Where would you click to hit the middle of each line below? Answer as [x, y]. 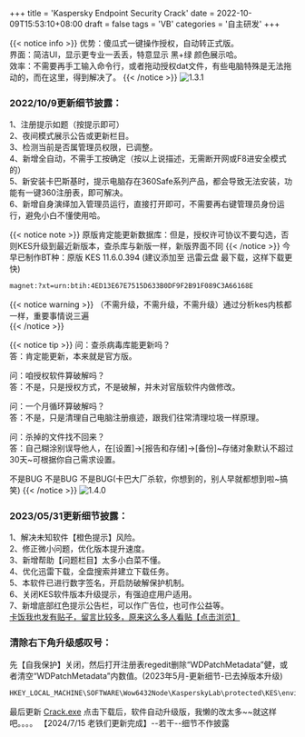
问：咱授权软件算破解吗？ [57, 375]
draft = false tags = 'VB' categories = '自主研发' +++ [182, 24]
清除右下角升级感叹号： [60, 642]
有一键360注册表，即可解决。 [73, 193]
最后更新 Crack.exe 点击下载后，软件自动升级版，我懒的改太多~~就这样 [143, 712]
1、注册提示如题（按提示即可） [67, 124]
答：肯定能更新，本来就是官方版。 [73, 356]
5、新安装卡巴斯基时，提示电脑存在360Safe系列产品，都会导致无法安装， [147, 182]
